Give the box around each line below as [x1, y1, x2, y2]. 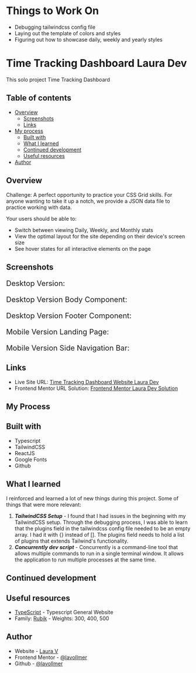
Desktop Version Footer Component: [6, 311, 132, 321]
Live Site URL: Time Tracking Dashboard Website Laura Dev [14, 378, 159, 385]
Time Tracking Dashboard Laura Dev [6, 57, 187, 70]
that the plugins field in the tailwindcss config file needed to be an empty [14, 524, 191, 532]
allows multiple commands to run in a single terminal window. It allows [14, 550, 184, 557]
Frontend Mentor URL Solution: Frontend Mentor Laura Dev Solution [14, 385, 178, 392]
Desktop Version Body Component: [6, 295, 128, 304]
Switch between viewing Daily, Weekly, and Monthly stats [14, 226, 153, 233]
